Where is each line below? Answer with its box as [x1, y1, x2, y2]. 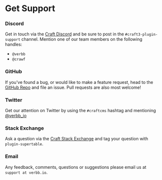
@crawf [12, 57, 26, 62]
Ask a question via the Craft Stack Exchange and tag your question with [5, 136, 148, 142]
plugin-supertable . [5, 141, 44, 147]
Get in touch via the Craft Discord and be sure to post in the [5, 31, 124, 37]
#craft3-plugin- [125, 32, 158, 37]
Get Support [5, 3, 56, 14]
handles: [5, 42, 22, 48]
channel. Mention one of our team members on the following [21, 36, 143, 42]
